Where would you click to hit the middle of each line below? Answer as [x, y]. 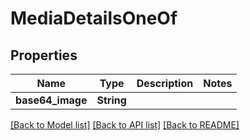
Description [165, 83]
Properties [44, 55]
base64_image [51, 100]
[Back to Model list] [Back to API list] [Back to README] [125, 125]
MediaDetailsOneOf [94, 18]
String [111, 100]
